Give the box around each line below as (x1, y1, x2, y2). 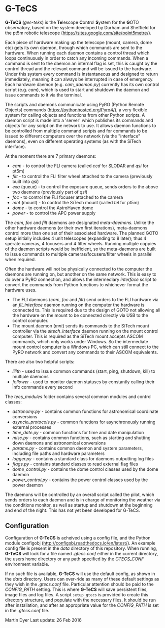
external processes (12, 424, 52, 430)
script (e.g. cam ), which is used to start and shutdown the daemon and (5, 87, 149, 92)
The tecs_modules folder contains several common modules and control (5, 394, 152, 400)
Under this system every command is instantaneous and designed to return (5, 71, 158, 77)
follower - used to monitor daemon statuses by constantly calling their (12, 379, 155, 385)
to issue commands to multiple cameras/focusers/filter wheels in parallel (5, 251, 153, 257)
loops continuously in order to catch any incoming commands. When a (5, 55, 149, 61)
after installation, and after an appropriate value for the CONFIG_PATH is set (5, 602, 159, 608)
